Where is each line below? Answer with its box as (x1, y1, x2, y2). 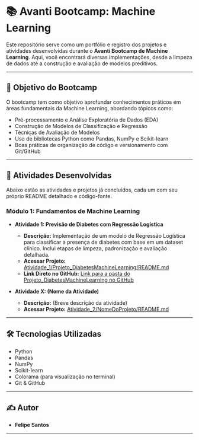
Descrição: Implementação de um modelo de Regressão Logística (23, 232, 185, 239)
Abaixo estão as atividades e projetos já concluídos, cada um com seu (6, 186, 178, 193)
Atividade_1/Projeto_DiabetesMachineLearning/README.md (23, 263, 169, 270)
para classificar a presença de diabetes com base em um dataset (23, 238, 184, 245)
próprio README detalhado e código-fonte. (6, 192, 113, 199)
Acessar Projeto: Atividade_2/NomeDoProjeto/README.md (23, 305, 169, 313)
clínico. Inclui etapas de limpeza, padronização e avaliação (23, 244, 168, 252)
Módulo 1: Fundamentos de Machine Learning (6, 207, 140, 215)
